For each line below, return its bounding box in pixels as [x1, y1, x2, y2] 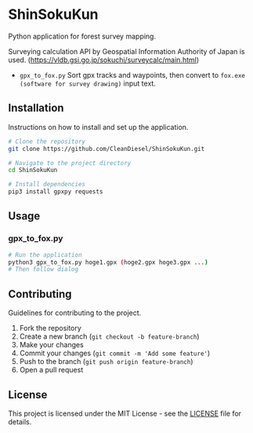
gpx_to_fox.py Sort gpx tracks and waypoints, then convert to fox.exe [19, 70, 245, 79]
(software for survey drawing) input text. [19, 79, 157, 88]
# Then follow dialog [8, 266, 79, 273]
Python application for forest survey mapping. [8, 31, 157, 41]
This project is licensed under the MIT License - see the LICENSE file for [8, 409, 241, 418]
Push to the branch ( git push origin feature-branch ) [19, 357, 193, 366]
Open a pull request [19, 365, 84, 375]
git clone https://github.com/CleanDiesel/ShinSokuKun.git [8, 145, 205, 152]
